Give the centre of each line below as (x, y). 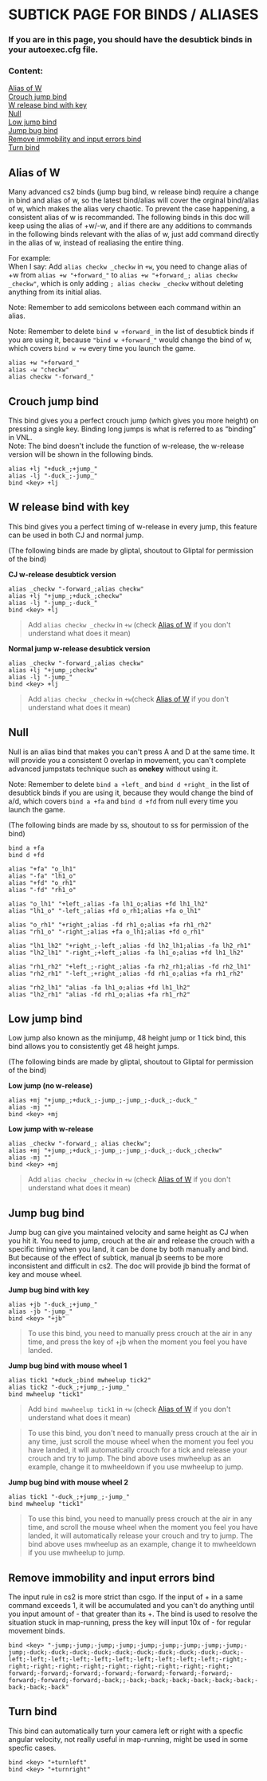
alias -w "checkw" (39, 370)
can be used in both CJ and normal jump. (76, 535)
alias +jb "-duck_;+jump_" (53, 1305)
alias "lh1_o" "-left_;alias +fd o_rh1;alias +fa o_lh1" (105, 910)
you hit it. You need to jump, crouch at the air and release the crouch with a (132, 1240)
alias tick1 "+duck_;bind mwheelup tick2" (80, 1381)
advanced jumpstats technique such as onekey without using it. (113, 769)
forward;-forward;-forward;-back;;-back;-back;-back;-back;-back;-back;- (133, 1681)
